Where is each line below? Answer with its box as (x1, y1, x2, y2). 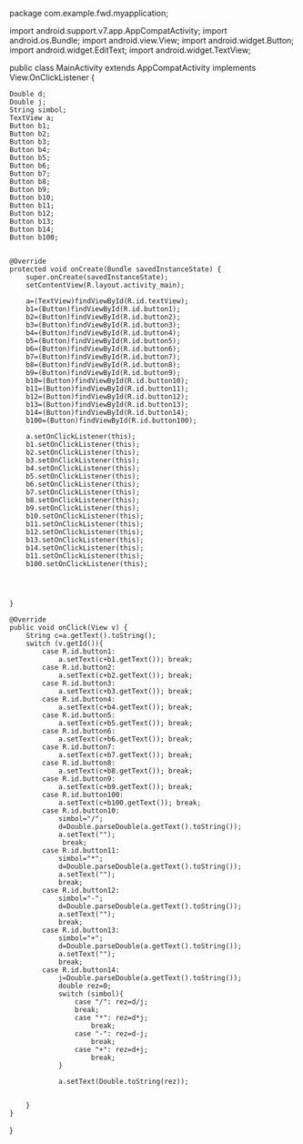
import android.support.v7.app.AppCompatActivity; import (9, 25, 227, 35)
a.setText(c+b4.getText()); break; (57, 703, 194, 712)
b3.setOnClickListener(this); (25, 456, 141, 465)
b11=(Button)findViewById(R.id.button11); (25, 384, 189, 393)
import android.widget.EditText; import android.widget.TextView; (9, 45, 252, 56)
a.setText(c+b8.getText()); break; (57, 766, 194, 775)
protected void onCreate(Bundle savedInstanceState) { (9, 265, 222, 274)
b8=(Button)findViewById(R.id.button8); (25, 360, 181, 370)
